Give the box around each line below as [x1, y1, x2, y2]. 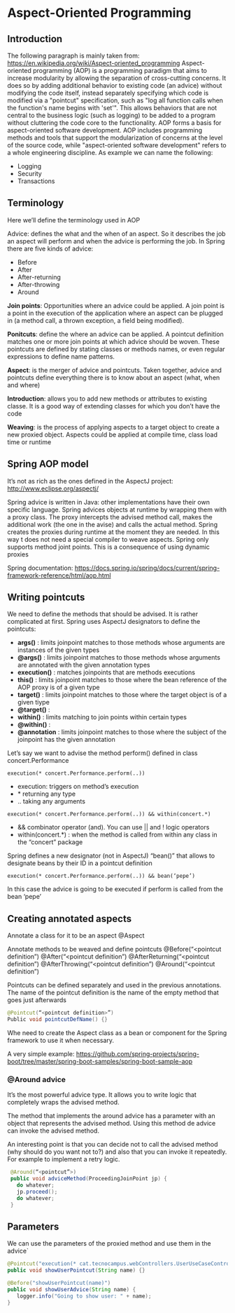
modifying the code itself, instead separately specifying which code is [7, 89, 209, 97]
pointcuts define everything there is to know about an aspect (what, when [7, 373, 220, 382]
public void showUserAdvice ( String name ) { [7, 1286, 136, 1293]
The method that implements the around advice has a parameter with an [7, 1112, 215, 1120]
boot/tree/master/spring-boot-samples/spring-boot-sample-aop [7, 1058, 193, 1065]
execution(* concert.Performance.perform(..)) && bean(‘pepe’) [7, 872, 196, 880]
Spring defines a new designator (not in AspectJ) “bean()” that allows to [7, 851, 215, 860]
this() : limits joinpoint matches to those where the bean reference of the [17, 676, 227, 684]
